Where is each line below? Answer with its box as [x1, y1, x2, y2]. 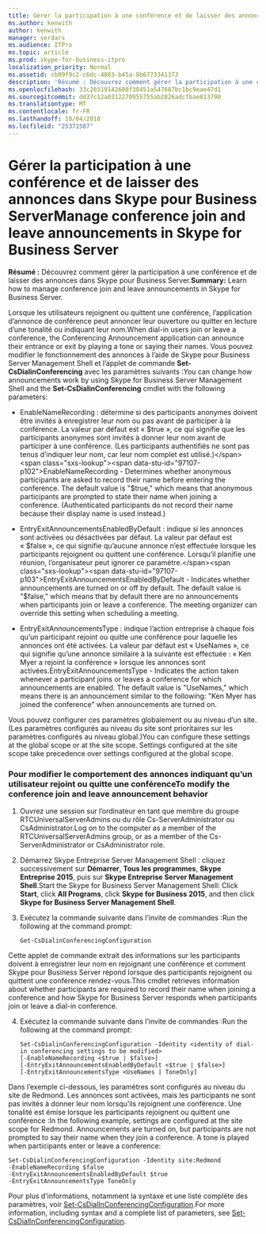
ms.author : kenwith [8, 19, 73, 27]
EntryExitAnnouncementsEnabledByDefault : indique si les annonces [19, 524, 244, 533]
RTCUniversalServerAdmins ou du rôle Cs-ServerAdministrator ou [19, 814, 235, 824]
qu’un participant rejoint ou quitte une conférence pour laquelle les [19, 632, 237, 641]
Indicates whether [191, 575, 250, 584]
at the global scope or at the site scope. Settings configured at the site [8, 740, 238, 750]
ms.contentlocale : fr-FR [8, 108, 90, 116]
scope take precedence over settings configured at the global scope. [8, 748, 234, 758]
